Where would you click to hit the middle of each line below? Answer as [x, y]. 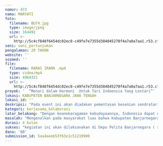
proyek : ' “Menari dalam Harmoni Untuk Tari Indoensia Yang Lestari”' [80, 91]
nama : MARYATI [19, 14]
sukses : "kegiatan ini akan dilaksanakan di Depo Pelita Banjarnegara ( [80, 127]
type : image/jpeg [27, 28]
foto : [10, 18]
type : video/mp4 [26, 73]
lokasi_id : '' [19, 100]
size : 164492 [23, 32]
